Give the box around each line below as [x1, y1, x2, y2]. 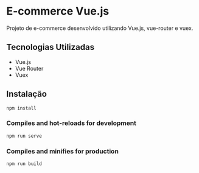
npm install [6, 105, 37, 111]
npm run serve [6, 133, 43, 139]
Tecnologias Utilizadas [6, 42, 95, 52]
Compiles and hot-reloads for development [6, 119, 137, 127]
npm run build [6, 161, 43, 167]
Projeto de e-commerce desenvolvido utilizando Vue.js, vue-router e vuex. [6, 24, 194, 32]
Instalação [6, 89, 47, 99]
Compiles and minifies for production [6, 147, 119, 155]
